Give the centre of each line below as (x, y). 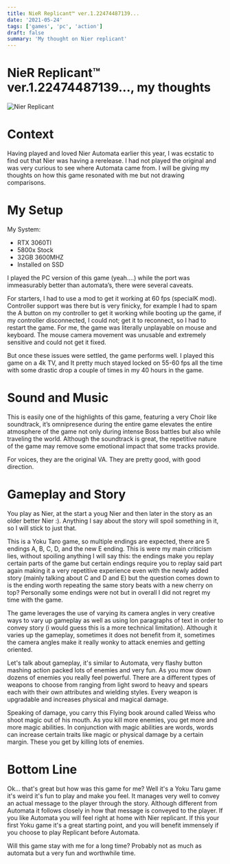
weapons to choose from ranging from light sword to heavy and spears (107, 685)
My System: (24, 229)
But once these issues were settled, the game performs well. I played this (111, 355)
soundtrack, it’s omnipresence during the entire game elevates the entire (110, 424)
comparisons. (26, 182)
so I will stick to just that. (42, 528)
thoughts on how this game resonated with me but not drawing (96, 175)
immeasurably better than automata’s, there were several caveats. (100, 285)
